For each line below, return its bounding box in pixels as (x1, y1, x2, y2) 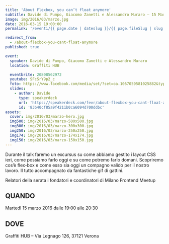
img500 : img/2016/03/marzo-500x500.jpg (10, 119, 94, 124)
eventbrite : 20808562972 (10, 72, 62, 77)
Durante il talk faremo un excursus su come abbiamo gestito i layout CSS (5, 151, 156, 157)
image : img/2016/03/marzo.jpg (5, 17, 69, 22)
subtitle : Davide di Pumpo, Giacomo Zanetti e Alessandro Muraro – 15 (5, 12, 156, 17)
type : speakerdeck (18, 95, 57, 101)
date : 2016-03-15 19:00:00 (5, 21, 62, 27)
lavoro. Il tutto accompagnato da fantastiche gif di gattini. (5, 167, 124, 174)
